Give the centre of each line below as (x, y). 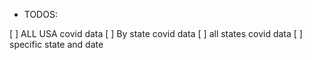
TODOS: (40, 14)
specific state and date (56, 44)
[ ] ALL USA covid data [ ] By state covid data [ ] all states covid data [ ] (156, 33)
